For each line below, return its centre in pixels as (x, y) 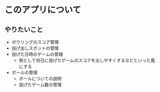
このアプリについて (43, 10)
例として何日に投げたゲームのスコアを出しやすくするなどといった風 (87, 60)
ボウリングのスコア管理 (35, 42)
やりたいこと (24, 29)
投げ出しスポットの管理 (35, 48)
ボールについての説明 (40, 79)
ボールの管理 (24, 73)
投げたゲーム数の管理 (40, 85)
